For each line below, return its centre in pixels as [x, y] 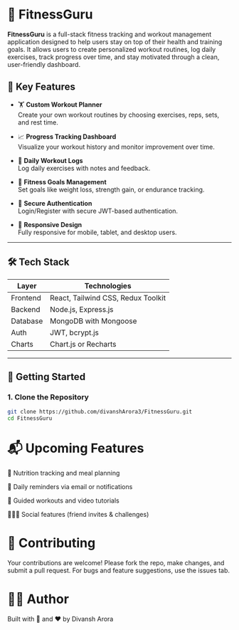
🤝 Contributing [52, 543]
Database [27, 321]
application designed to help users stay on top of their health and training [115, 41]
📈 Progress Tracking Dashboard [67, 136]
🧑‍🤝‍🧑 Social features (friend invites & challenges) [78, 514]
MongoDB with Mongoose [93, 321]
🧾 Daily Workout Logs [50, 160]
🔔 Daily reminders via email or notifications [70, 486]
